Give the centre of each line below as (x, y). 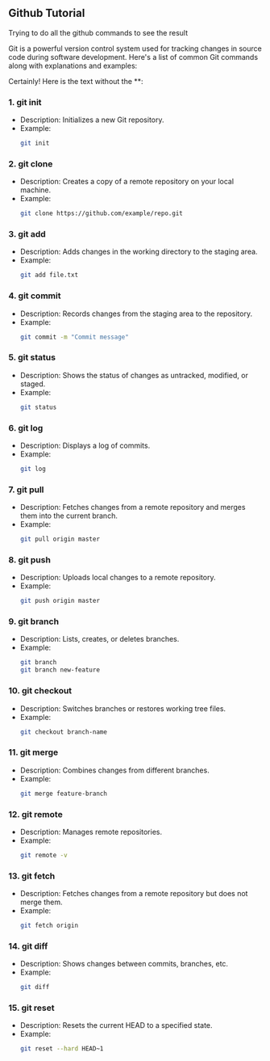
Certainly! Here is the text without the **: (76, 81)
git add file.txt (49, 275)
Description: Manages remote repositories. (91, 832)
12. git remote (35, 814)
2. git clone (31, 163)
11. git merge (33, 752)
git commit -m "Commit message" (74, 337)
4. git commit (35, 296)
